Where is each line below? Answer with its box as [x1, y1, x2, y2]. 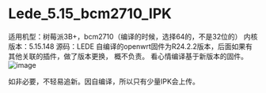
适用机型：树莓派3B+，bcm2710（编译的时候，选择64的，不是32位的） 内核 [8, 32, 258, 41]
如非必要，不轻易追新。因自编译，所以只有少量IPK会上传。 [8, 76, 200, 86]
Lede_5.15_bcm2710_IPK [8, 5, 172, 23]
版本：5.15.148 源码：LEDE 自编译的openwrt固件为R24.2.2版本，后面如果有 [8, 41, 253, 51]
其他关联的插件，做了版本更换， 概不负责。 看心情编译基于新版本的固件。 [8, 51, 248, 61]
